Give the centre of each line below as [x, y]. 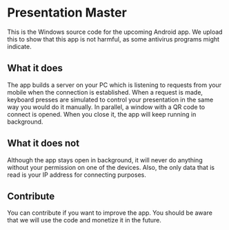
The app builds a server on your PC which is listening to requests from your [114, 85]
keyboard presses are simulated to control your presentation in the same [110, 99]
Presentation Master [67, 13]
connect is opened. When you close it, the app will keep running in [102, 114]
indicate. [20, 46]
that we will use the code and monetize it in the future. [84, 220]
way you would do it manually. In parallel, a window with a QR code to [106, 107]
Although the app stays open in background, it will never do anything [105, 160]
